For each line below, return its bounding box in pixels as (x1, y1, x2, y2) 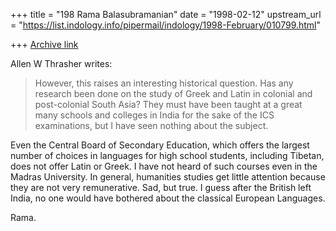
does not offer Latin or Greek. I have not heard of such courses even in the (10, 160, 318, 172)
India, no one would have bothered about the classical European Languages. (10, 192, 326, 204)
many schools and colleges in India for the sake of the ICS (34, 109, 275, 121)
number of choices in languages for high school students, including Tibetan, (10, 150, 325, 161)
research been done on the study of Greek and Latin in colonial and (34, 88, 313, 99)
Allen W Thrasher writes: (10, 58, 113, 69)
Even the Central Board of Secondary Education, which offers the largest (10, 139, 310, 151)
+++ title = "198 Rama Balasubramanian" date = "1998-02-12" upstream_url (10, 9, 322, 20)
